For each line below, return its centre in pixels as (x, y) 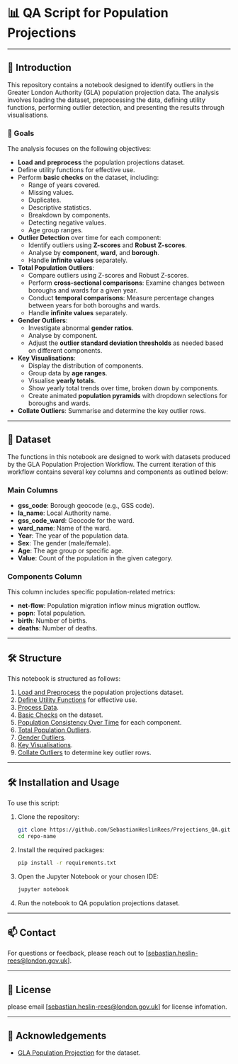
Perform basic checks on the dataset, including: (88, 178)
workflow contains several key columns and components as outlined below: (118, 472)
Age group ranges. (56, 230)
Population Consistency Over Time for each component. (100, 723)
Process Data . (38, 708)
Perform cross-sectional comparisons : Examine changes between (126, 283)
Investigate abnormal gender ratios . (81, 328)
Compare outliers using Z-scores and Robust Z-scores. (108, 276)
